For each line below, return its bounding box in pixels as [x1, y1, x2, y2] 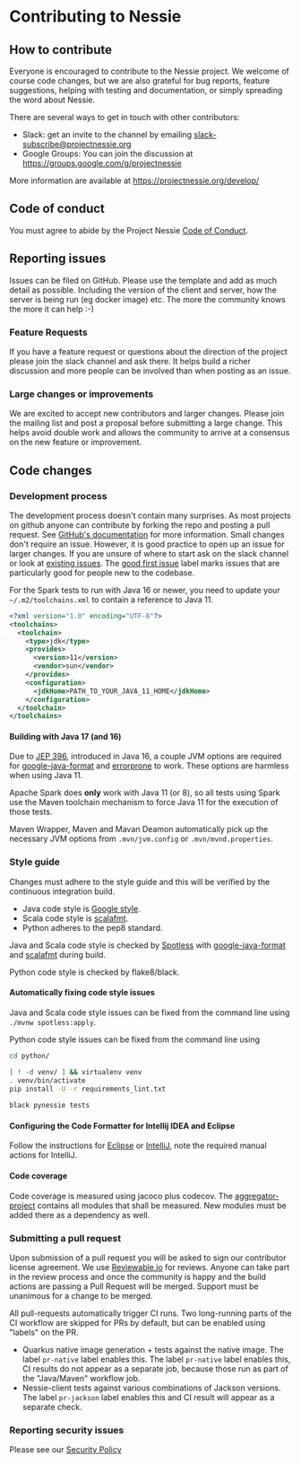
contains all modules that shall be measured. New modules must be [37, 1200, 287, 1211]
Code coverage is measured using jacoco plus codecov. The [9, 1190, 233, 1201]
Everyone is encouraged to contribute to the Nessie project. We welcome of [9, 66, 289, 76]
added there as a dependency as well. [9, 1209, 150, 1220]
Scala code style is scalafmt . [21, 913, 129, 924]
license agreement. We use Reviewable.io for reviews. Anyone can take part [9, 1261, 289, 1272]
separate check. [21, 1401, 82, 1412]
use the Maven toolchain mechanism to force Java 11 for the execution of [9, 797, 279, 808]
